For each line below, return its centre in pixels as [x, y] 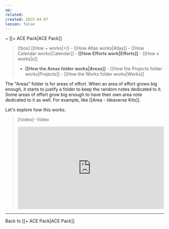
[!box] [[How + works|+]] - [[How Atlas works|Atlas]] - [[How [81, 48]
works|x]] [27, 59]
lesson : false [20, 24]
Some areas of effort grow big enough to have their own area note [74, 95]
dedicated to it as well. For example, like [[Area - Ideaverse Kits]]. [73, 100]
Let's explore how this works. [36, 110]
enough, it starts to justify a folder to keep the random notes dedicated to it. [83, 89]
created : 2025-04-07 [27, 19]
